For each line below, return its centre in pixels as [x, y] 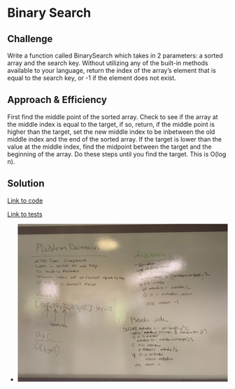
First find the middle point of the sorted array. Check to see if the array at [113, 116]
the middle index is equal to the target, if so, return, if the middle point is [111, 124]
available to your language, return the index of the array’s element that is [112, 70]
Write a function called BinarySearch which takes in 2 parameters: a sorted [115, 55]
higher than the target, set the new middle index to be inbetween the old [111, 132]
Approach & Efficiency [57, 100]
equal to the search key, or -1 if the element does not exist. [92, 78]
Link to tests [25, 214]
